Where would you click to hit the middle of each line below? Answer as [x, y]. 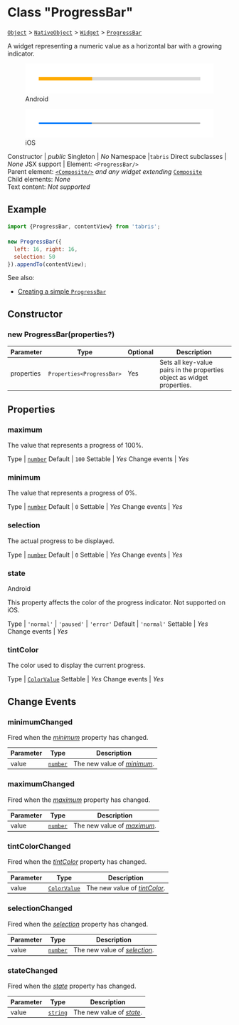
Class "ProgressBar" [70, 12]
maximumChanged [41, 784]
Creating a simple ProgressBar [62, 292]
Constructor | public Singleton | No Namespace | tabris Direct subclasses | [117, 157]
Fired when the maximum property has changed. [79, 800]
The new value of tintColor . [126, 887]
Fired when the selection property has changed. [78, 924]
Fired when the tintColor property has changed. [77, 862]
